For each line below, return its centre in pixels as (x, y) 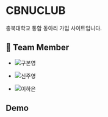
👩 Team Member (38, 48)
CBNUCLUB (36, 11)
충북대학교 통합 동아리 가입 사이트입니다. (54, 28)
